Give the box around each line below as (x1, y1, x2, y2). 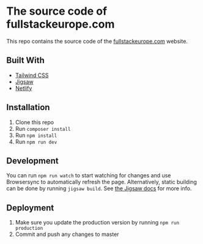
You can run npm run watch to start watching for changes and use (6, 172, 171, 179)
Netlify (15, 84, 32, 92)
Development (6, 155, 59, 166)
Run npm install (15, 131, 57, 139)
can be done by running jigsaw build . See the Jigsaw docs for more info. (6, 185, 192, 192)
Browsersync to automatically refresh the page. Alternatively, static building (6, 179, 197, 186)
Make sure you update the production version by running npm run (15, 219, 179, 226)
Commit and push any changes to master (15, 231, 119, 238)
